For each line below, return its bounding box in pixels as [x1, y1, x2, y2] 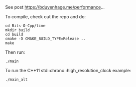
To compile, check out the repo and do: [5, 14, 86, 19]
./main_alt [5, 77, 28, 82]
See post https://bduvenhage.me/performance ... [5, 4, 105, 10]
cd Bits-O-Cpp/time [5, 23, 46, 28]
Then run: [5, 49, 25, 55]
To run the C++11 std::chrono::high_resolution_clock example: [5, 68, 132, 73]
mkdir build [5, 28, 30, 33]
